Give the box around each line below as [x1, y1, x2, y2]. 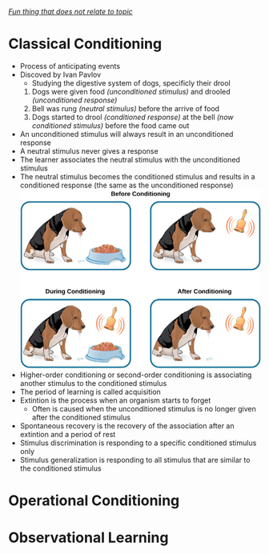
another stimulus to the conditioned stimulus [19, 379, 167, 388]
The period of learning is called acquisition [19, 387, 162, 397]
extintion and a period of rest [19, 430, 116, 440]
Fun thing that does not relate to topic [8, 7, 134, 16]
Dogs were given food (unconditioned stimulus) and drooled [31, 86, 231, 96]
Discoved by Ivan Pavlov [19, 70, 102, 79]
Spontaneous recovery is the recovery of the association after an [19, 421, 235, 431]
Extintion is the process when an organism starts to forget [19, 395, 211, 405]
